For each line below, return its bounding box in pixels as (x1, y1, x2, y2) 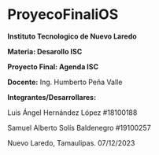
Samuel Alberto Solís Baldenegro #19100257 (7, 123, 151, 132)
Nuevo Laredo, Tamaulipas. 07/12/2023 (7, 138, 135, 147)
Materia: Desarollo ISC (7, 46, 83, 56)
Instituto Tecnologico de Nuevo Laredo (7, 31, 137, 41)
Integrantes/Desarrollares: (7, 92, 96, 101)
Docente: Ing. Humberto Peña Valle (7, 77, 123, 87)
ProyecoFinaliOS (7, 6, 119, 24)
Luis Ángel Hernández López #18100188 (7, 108, 138, 117)
